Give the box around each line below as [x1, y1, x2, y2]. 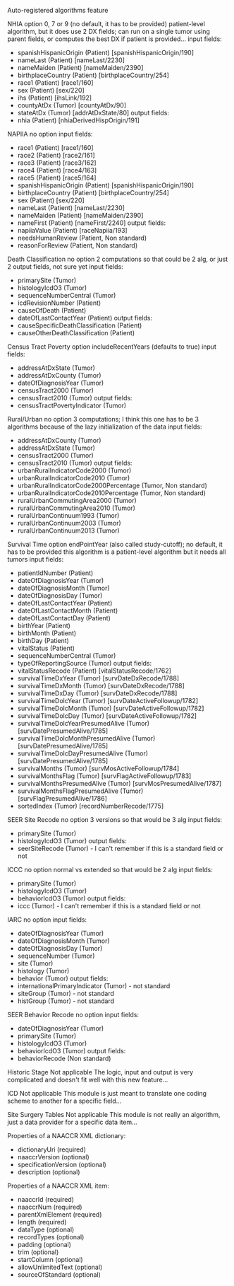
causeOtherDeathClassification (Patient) [17, 329, 135, 337]
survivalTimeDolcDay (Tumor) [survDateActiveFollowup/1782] [17, 712, 197, 720]
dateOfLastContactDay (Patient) [17, 614, 111, 622]
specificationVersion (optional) [17, 1160, 107, 1169]
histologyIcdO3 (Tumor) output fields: [17, 837, 127, 845]
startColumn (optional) [17, 1256, 83, 1263]
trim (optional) [17, 1248, 59, 1256]
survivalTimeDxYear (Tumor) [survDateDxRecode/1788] [17, 674, 180, 682]
